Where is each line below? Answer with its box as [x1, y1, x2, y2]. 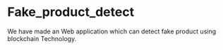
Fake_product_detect [7, 4, 135, 20]
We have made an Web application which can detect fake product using [7, 27, 217, 35]
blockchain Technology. [7, 34, 77, 42]
